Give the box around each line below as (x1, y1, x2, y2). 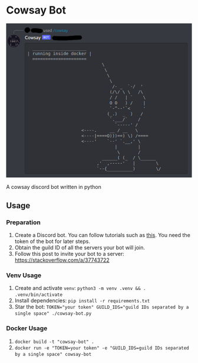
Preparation (6, 218, 41, 227)
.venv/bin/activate (14, 292, 63, 298)
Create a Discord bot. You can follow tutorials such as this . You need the (14, 232, 190, 239)
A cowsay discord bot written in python (6, 184, 101, 191)
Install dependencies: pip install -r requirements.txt (14, 297, 150, 304)
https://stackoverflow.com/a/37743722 (14, 257, 110, 264)
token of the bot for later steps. (14, 238, 90, 245)
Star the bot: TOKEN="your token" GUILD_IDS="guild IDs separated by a (14, 304, 189, 311)
